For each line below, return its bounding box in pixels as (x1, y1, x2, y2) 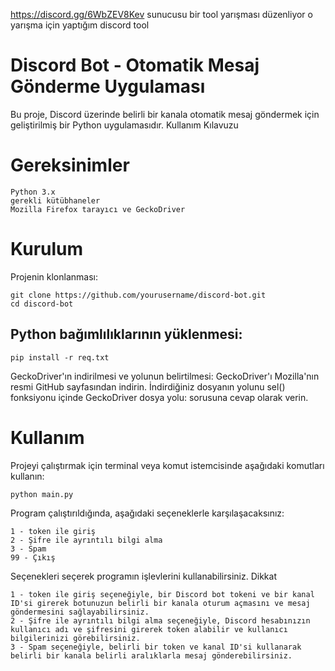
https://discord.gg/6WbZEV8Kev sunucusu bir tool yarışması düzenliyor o (10, 9, 313, 20)
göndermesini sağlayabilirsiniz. (10, 607, 150, 617)
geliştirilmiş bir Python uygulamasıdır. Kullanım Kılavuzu (10, 119, 239, 131)
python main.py (10, 489, 74, 499)
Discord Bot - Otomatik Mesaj (10, 54, 260, 77)
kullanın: (10, 470, 45, 482)
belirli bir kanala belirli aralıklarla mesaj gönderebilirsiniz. (10, 650, 293, 661)
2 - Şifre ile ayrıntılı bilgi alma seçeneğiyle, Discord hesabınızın (10, 615, 311, 626)
